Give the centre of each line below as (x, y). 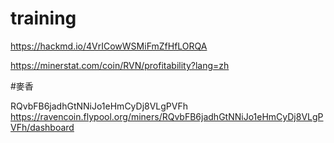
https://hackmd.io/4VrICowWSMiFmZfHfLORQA (109, 46)
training (43, 18)
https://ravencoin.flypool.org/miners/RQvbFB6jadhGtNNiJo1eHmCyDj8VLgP (167, 116)
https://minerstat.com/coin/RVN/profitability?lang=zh (120, 65)
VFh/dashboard (42, 127)
